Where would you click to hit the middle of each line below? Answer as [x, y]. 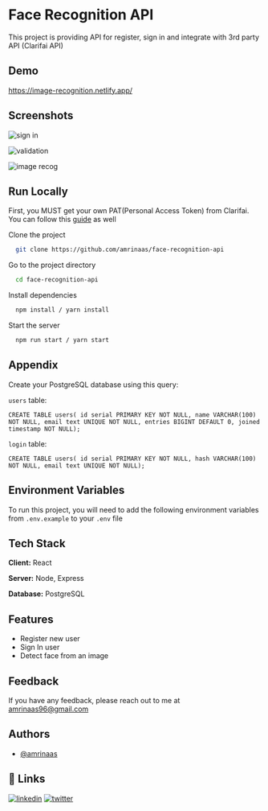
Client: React [30, 563]
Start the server [34, 325]
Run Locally [38, 191]
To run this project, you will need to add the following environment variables [134, 509]
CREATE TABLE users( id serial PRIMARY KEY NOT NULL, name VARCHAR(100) [132, 415]
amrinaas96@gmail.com [49, 709]
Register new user [50, 639]
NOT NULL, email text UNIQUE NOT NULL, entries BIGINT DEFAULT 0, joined [134, 422]
